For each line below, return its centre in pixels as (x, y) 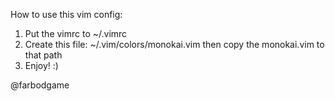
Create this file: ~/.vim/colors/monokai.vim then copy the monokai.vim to (174, 44)
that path (43, 55)
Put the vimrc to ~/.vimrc (76, 33)
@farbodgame (40, 85)
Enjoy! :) (41, 65)
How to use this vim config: (66, 14)
